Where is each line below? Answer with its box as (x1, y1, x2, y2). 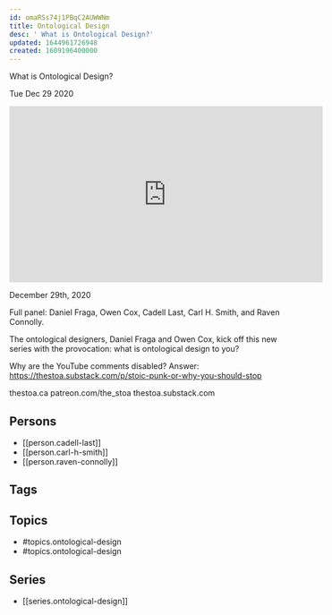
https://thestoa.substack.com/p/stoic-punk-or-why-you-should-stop (9, 371, 262, 381)
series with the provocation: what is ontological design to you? (9, 344, 240, 354)
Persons (9, 414, 56, 429)
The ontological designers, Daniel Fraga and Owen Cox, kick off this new (9, 334, 277, 345)
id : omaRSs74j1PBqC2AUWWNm (9, 13, 110, 22)
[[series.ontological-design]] (21, 595, 128, 606)
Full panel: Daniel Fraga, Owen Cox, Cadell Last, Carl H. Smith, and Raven (9, 307, 280, 318)
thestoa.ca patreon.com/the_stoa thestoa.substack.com (9, 388, 216, 398)
